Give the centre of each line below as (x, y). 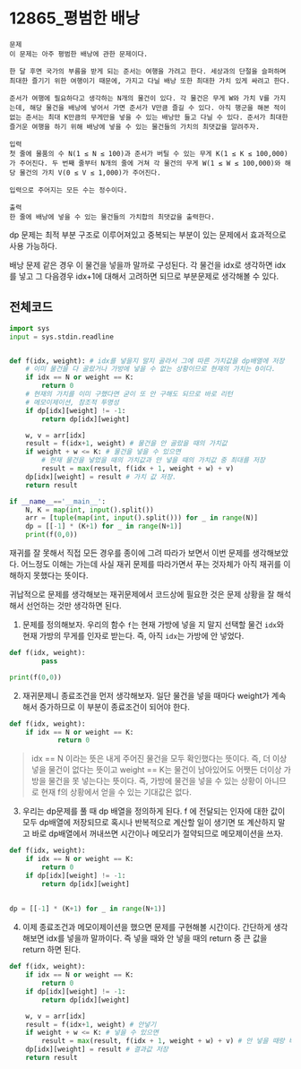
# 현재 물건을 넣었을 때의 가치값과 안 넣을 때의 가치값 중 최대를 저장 (154, 461)
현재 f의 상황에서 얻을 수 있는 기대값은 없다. (116, 792)
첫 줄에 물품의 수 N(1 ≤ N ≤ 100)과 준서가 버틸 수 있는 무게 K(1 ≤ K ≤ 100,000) (149, 153)
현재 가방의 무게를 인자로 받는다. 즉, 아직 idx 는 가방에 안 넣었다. (133, 636)
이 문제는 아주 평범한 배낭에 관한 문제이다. (79, 54)
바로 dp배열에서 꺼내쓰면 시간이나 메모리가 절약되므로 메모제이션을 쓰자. (158, 833)
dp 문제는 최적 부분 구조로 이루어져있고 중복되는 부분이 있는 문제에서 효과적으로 (148, 235)
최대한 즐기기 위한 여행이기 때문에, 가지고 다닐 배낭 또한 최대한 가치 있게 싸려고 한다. (150, 81)
